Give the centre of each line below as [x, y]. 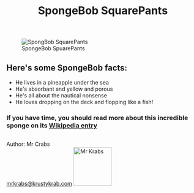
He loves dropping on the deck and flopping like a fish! [84, 102]
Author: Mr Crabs [28, 144]
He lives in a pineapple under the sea [62, 82]
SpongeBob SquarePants [103, 11]
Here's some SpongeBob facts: [67, 68]
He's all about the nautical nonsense [61, 95]
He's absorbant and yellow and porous [64, 89]
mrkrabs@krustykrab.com [39, 184]
